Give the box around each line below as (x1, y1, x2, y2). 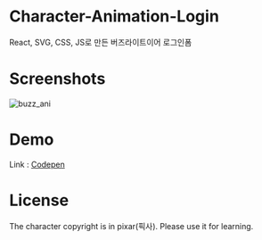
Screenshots (9, 69, 106, 89)
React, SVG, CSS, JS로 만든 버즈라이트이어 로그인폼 (9, 37, 192, 47)
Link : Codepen (9, 159, 65, 170)
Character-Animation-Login (9, 6, 220, 27)
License (9, 190, 70, 211)
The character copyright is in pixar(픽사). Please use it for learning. (9, 220, 254, 231)
